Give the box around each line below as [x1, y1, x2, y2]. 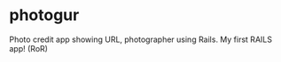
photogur [9, 5, 80, 25]
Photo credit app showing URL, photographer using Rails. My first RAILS [9, 34, 273, 45]
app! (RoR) [9, 43, 49, 53]
